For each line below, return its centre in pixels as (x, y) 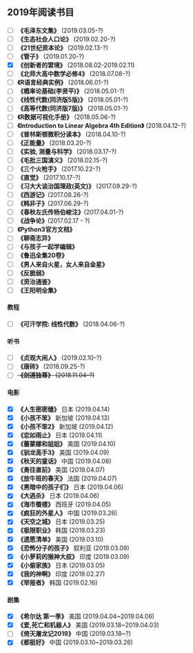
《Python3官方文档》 (46, 230)
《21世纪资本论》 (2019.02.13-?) (62, 48)
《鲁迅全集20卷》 (42, 255)
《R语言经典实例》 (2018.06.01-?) (63, 82)
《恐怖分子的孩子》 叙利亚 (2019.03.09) (73, 548)
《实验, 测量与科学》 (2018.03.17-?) (67, 151)
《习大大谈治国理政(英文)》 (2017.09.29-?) (77, 186)
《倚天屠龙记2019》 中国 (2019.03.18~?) (74, 634)
